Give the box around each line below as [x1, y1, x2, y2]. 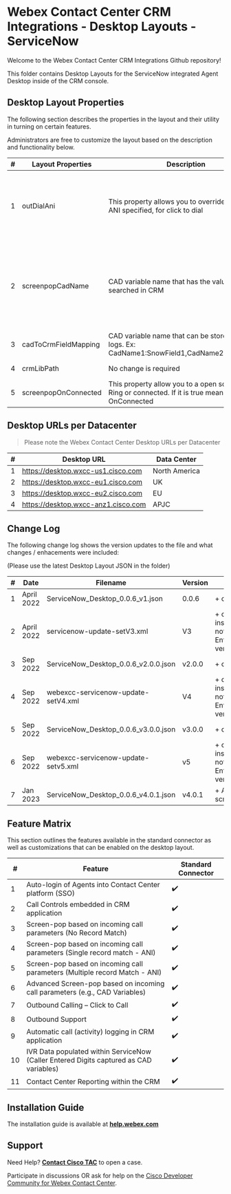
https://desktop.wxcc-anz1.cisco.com [21, 500, 146, 509]
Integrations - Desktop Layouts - [7, 19, 197, 34]
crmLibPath [21, 363, 60, 373]
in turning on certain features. [7, 122, 91, 131]
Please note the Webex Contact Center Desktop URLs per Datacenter [23, 438, 221, 446]
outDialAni [21, 201, 56, 211]
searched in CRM [108, 285, 164, 295]
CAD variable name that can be [108, 331, 209, 341]
